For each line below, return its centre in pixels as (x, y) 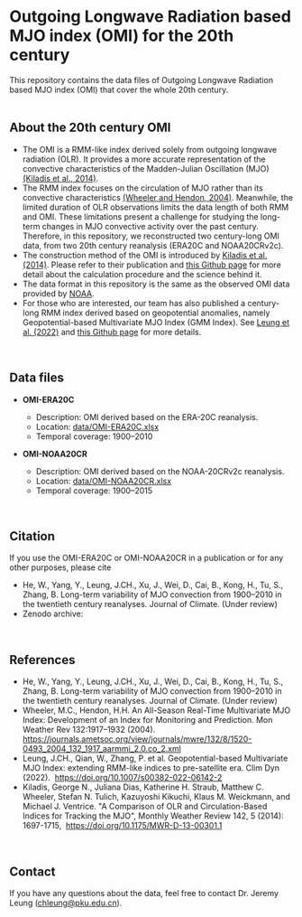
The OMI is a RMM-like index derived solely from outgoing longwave (150, 149)
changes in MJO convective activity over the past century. (150, 226)
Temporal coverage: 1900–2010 (94, 436)
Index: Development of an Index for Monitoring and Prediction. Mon (147, 720)
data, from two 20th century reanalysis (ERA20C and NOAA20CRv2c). (153, 245)
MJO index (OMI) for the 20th (122, 36)
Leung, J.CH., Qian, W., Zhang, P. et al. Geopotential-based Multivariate (155, 758)
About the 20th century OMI (90, 128)
